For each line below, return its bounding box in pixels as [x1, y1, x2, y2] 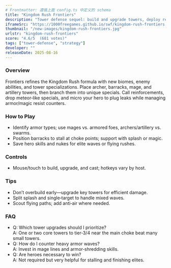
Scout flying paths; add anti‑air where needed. [12, 200, 110, 206]
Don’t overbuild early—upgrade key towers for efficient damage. [12, 189, 148, 195]
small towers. [12, 235, 41, 241]
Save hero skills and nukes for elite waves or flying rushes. [12, 141, 136, 147]
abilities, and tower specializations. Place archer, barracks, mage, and [5, 84, 152, 90]
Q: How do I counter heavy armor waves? [12, 240, 100, 247]
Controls [5, 153, 27, 160]
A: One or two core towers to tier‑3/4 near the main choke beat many [12, 230, 158, 236]
